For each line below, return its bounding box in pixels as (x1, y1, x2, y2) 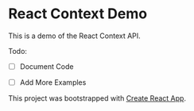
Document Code (19, 61, 74, 71)
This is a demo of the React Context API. (8, 31, 141, 40)
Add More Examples (19, 78, 87, 87)
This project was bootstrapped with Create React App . (8, 94, 187, 103)
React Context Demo (8, 5, 148, 23)
